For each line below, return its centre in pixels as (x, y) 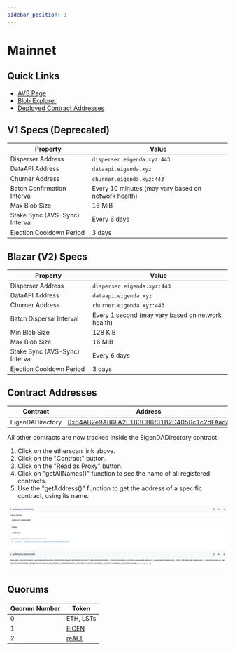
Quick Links (34, 76)
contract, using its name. (53, 496)
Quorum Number (35, 609)
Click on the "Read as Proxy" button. (70, 466)
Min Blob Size (30, 332)
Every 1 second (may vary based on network (157, 315)
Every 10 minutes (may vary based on (147, 188)
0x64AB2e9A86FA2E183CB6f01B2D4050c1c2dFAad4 (149, 422)
